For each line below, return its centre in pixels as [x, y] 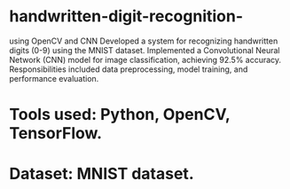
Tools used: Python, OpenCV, [120, 115]
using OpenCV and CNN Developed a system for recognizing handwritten [144, 41]
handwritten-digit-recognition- [126, 16]
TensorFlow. [56, 134]
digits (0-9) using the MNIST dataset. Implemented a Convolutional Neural [145, 50]
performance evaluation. [54, 78]
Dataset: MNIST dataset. [102, 174]
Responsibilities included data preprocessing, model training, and [129, 69]
